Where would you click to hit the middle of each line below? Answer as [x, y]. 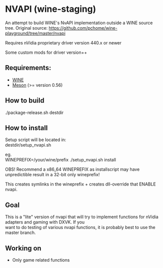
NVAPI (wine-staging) [51, 9]
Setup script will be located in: [36, 140]
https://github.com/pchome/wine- [83, 28]
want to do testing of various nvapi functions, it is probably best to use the [80, 228]
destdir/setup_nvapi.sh [28, 145]
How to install [27, 128]
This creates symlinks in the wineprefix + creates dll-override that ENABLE [81, 184]
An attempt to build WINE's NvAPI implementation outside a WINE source [79, 23]
